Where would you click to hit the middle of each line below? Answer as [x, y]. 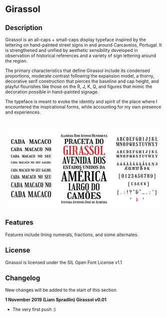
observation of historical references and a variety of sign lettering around [81, 55]
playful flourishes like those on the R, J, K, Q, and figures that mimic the [79, 86]
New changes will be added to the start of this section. [61, 290]
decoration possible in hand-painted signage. [52, 92]
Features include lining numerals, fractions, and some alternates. [72, 234]
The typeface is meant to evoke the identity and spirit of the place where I [81, 101]
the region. [16, 61]
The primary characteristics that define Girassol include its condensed [77, 70]
